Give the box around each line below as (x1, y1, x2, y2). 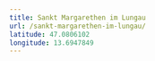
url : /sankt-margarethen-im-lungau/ (9, 22, 146, 30)
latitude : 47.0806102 (9, 30, 90, 39)
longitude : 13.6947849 (9, 38, 94, 48)
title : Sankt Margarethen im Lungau (9, 13, 146, 22)
